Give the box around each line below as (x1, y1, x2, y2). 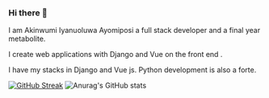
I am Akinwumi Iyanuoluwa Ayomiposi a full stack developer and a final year (8, 26, 261, 35)
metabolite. (8, 34, 46, 43)
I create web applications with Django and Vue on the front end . (8, 50, 223, 59)
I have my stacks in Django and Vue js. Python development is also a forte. (8, 65, 257, 75)
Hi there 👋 (8, 7, 48, 18)
